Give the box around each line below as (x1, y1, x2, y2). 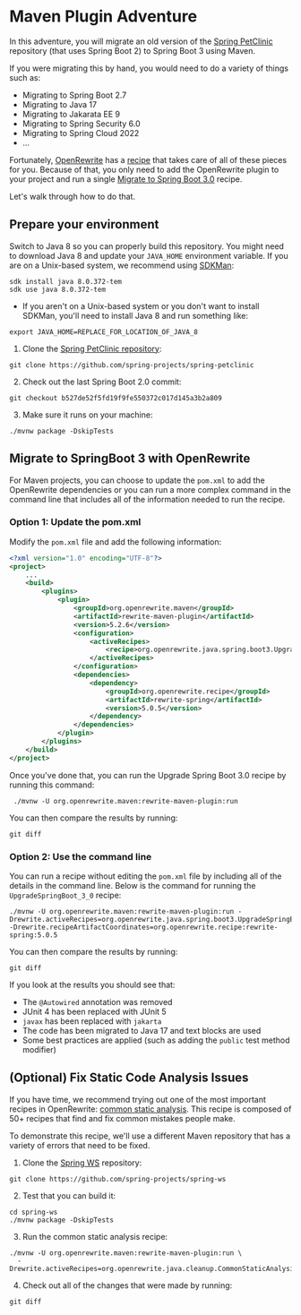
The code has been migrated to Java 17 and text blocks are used (21, 1026, 262, 1036)
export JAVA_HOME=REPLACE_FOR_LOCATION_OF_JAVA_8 (9, 327, 199, 337)
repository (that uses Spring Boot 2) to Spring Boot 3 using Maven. (9, 45, 255, 56)
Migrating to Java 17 (21, 99, 97, 109)
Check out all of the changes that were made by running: (21, 1279, 233, 1291)
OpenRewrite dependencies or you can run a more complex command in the (9, 484, 291, 494)
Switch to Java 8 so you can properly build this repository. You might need (9, 240, 285, 252)
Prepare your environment (9, 217, 159, 232)
